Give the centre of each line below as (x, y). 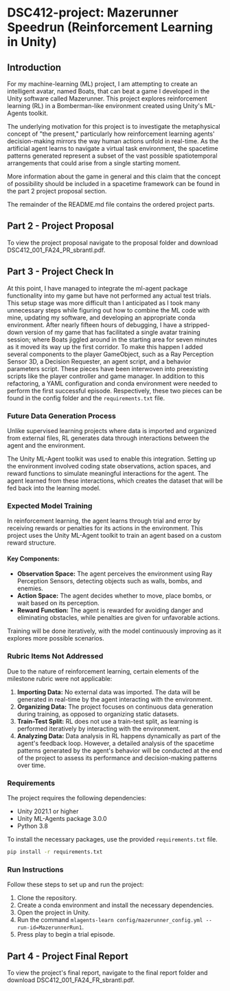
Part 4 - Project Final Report (68, 956)
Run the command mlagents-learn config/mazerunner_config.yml (110, 920)
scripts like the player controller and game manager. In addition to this (106, 376)
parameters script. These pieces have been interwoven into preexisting (108, 368)
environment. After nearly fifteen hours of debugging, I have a (95, 324)
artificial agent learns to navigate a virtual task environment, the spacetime (113, 148)
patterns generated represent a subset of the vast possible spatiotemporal (112, 156)
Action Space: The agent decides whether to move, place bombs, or (114, 596)
